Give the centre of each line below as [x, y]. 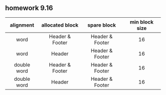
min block [142, 22]
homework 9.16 [29, 8]
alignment [22, 25]
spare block [102, 25]
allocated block [60, 25]
